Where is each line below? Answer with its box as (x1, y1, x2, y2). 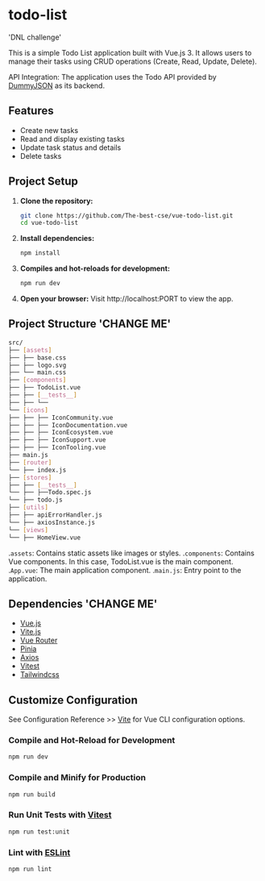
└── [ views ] (8, 526, 48, 534)
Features (8, 104, 54, 118)
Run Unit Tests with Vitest (8, 809, 112, 821)
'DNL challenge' (8, 32, 62, 42)
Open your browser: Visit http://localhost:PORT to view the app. (19, 294, 234, 304)
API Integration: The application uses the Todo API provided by (8, 72, 217, 81)
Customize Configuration (8, 693, 139, 707)
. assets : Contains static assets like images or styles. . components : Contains (8, 548, 255, 558)
